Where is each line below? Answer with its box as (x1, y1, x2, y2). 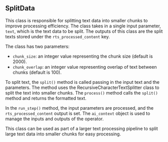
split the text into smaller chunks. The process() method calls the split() (5, 89, 158, 96)
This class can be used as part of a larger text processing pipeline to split (5, 125, 158, 131)
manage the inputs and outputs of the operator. (5, 116, 104, 122)
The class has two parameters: (5, 43, 70, 50)
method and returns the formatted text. (5, 95, 87, 101)
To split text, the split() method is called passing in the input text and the (5, 79, 160, 85)
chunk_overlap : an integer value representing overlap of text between (12, 64, 157, 70)
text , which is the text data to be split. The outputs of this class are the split (5, 28, 163, 34)
